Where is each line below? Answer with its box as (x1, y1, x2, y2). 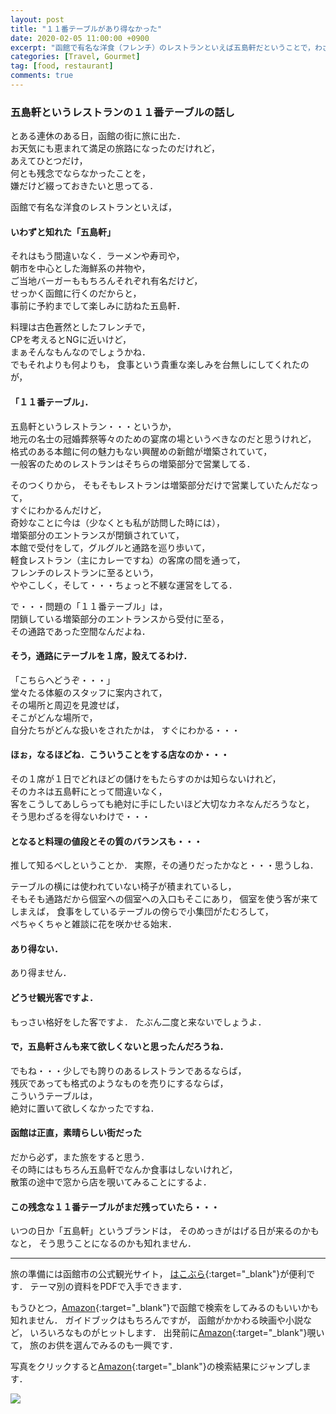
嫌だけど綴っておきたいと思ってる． (10, 180, 159, 192)
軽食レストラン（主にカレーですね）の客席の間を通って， (10, 554, 246, 566)
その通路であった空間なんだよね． (10, 625, 151, 637)
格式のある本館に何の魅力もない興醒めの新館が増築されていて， (10, 445, 273, 457)
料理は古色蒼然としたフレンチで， (10, 321, 151, 333)
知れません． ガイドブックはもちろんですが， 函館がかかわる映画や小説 (10, 1314, 303, 1326)
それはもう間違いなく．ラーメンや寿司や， (10, 250, 185, 262)
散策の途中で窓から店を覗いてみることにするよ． (10, 1176, 212, 1188)
